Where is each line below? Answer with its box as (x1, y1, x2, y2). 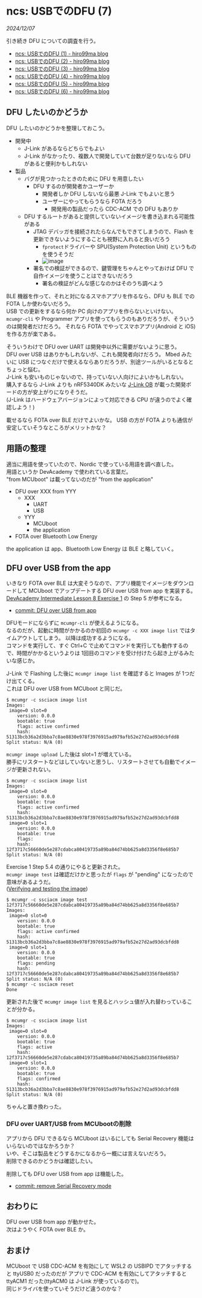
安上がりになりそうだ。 (32, 388, 91, 395)
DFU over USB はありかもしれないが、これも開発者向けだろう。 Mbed (6, 350, 180, 358)
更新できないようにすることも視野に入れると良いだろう (33, 235, 171, 242)
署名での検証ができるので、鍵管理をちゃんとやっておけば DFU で (33, 264, 195, 271)
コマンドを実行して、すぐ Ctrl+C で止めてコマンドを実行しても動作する (6, 642, 183, 649)
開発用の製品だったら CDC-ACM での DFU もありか (51, 205, 179, 212)
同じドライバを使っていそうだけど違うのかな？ (6, 1285, 122, 1293)
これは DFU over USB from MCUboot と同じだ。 (6, 685, 125, 693)
